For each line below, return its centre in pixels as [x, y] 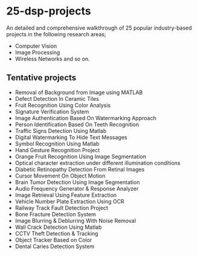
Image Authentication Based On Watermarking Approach [86, 118]
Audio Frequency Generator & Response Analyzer [77, 188]
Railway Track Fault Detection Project [62, 208]
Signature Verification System [52, 111]
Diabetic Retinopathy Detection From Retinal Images [80, 169]
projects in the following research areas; [56, 34]
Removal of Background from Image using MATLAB [79, 92]
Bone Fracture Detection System [56, 214]
